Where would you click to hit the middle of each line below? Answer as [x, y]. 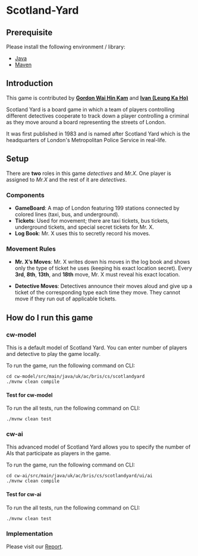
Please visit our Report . [35, 546]
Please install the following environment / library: [66, 47]
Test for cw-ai [24, 494]
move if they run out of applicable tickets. [66, 299]
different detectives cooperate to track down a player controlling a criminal [98, 116]
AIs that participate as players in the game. [59, 453]
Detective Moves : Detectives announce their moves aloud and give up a [103, 286]
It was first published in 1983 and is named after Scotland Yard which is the [98, 133]
